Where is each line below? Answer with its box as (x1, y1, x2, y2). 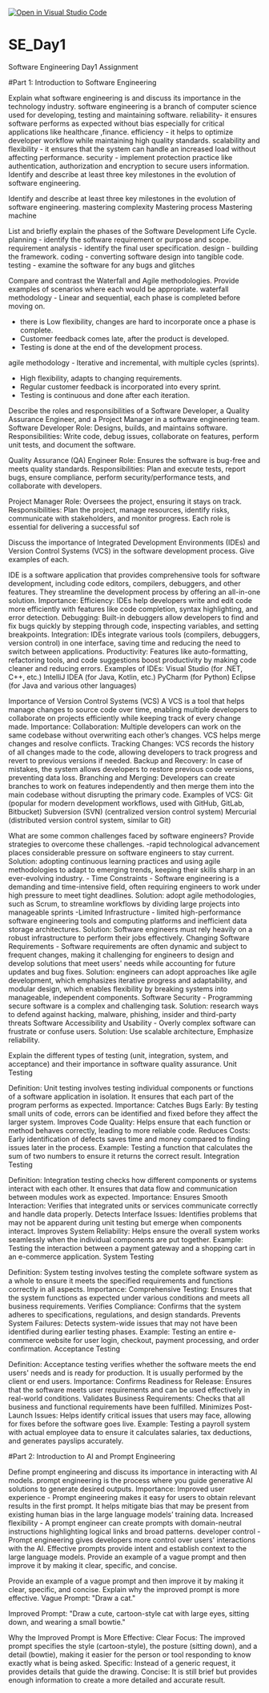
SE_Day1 (8, 36, 66, 54)
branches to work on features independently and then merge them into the (8, 781, 255, 790)
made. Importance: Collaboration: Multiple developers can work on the (8, 722, 242, 731)
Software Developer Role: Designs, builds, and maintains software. (8, 423, 228, 432)
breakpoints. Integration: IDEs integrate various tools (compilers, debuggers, (8, 629, 260, 639)
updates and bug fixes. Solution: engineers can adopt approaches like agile (8, 967, 257, 976)
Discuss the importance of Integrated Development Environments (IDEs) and (8, 537, 260, 547)
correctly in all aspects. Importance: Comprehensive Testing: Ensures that (8, 1284, 252, 1293)
